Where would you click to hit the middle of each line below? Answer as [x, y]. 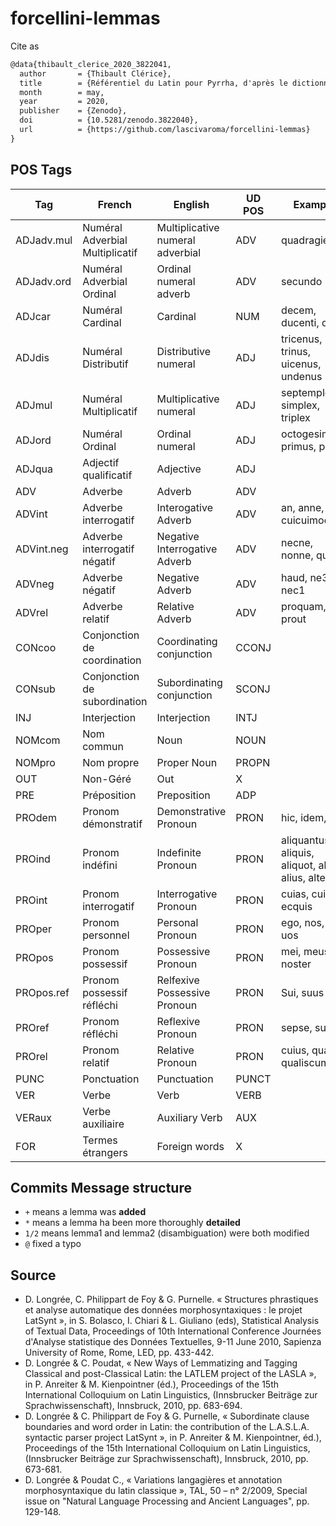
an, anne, [303, 507]
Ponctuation [111, 1079]
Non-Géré [107, 779]
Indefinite [179, 852]
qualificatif [107, 475]
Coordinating [187, 641]
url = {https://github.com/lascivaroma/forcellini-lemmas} [165, 130]
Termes [100, 1140]
